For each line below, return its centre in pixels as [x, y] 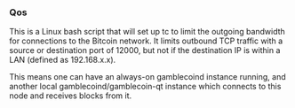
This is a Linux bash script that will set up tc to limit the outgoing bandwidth [147, 32]
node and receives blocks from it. [71, 96]
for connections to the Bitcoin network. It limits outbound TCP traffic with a [146, 41]
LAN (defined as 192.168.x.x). [63, 60]
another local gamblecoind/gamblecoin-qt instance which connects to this [145, 87]
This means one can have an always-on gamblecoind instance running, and [147, 77]
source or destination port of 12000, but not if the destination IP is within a [145, 50]
